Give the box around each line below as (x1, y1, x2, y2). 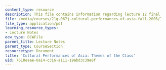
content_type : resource (5, 7, 54, 12)
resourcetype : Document (5, 48, 54, 53)
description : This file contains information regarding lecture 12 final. (5, 12, 163, 17)
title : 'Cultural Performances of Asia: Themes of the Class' (5, 53, 136, 58)
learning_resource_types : (5, 26, 58, 31)
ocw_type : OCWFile (5, 35, 43, 40)
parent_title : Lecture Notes (5, 39, 65, 44)
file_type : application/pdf (5, 21, 63, 26)
